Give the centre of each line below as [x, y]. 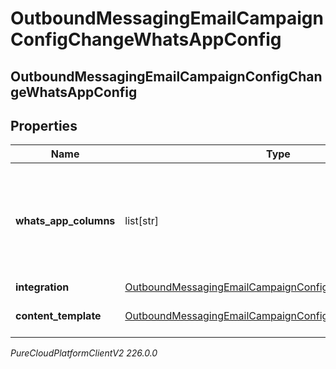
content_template [58, 316]
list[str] [141, 221]
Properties [44, 125]
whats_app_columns [65, 221]
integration [42, 287]
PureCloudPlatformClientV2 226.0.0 [84, 353]
